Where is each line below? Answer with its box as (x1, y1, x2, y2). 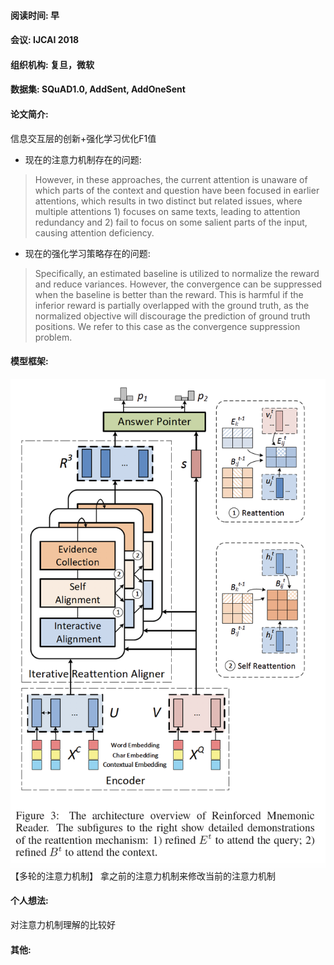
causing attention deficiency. (34, 226, 155, 239)
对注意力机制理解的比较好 (10, 918, 116, 930)
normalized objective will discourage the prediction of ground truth (34, 310, 311, 322)
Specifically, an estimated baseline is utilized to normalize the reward (34, 267, 320, 279)
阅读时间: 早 (10, 9, 60, 21)
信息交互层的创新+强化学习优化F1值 (10, 132, 157, 144)
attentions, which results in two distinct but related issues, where (34, 195, 303, 207)
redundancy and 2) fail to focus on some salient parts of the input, (34, 216, 308, 228)
